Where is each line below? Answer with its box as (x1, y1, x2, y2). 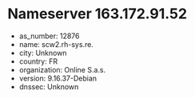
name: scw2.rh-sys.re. (18, 39, 94, 49)
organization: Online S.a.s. (18, 65, 106, 74)
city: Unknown (18, 48, 67, 57)
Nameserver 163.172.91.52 (7, 5, 188, 23)
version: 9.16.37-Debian (18, 73, 97, 83)
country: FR (18, 57, 58, 66)
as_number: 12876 (18, 31, 80, 41)
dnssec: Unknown (18, 81, 79, 92)
